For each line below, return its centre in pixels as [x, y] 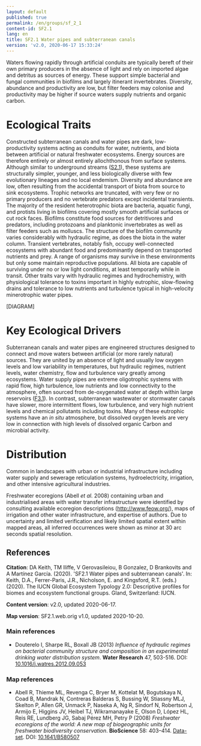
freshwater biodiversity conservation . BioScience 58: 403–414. [93, 731]
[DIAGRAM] [20, 306]
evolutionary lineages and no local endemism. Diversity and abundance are [99, 180]
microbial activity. [28, 430]
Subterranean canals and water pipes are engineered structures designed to [100, 347]
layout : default [26, 12]
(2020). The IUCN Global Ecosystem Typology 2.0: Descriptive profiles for [98, 586]
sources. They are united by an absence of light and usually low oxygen [95, 360]
